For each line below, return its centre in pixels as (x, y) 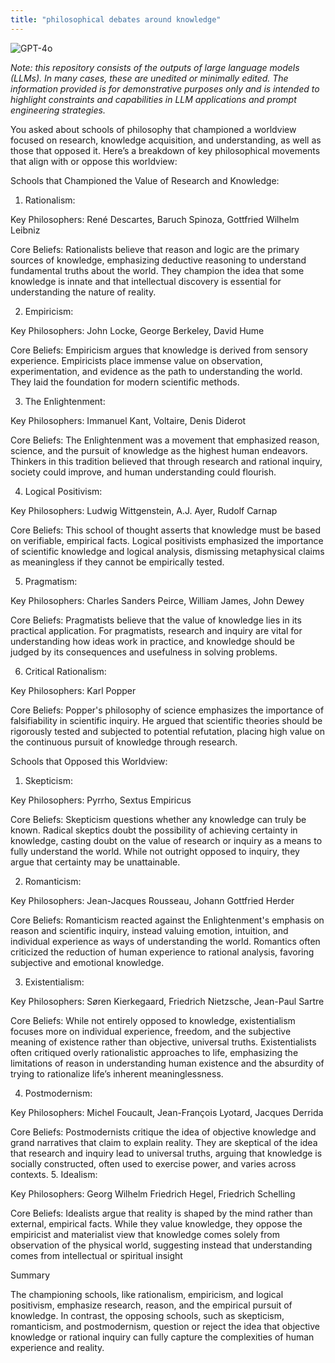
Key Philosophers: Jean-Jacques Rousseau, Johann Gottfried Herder (152, 900)
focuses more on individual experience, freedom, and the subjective (151, 1031)
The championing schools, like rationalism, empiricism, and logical (147, 1294)
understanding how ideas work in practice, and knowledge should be (152, 641)
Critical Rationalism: (65, 671)
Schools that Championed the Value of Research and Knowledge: (145, 180)
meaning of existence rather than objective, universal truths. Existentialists (163, 1042)
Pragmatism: (51, 581)
